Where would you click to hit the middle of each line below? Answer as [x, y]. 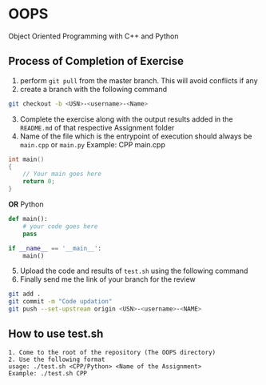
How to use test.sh [56, 334]
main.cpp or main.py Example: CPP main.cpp [92, 144]
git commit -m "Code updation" [60, 302]
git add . [25, 294]
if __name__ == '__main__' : [55, 248]
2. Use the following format [57, 359]
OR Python [26, 204]
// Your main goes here [62, 174]
